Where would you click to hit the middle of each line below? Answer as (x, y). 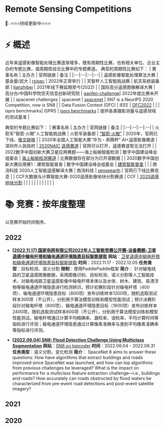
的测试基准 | (17, 117)
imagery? (22, 389)
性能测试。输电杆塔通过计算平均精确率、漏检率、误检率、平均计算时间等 (85, 317)
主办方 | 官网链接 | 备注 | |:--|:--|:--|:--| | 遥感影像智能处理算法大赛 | (90, 75)
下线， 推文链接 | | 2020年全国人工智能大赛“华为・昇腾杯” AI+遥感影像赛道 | (81, 140)
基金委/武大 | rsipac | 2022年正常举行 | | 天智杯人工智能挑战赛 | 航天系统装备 (82, 81)
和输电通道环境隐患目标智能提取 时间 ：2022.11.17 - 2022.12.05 (75, 262)
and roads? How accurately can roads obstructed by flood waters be (82, 378)
